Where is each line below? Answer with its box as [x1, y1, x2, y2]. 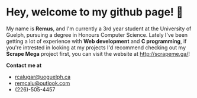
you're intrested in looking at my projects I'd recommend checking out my [6, 44, 186, 51]
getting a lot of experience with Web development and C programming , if [6, 37, 187, 45]
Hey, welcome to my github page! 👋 [6, 5, 183, 19]
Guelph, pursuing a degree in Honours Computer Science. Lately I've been [6, 31, 188, 38]
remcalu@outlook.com [14, 80, 70, 87]
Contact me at [6, 62, 42, 69]
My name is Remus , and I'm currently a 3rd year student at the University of [6, 25, 192, 32]
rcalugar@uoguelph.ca [14, 73, 71, 80]
